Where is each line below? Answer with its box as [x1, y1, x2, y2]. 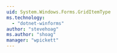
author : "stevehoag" [6, 26, 59, 32]
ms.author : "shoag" [6, 32, 56, 38]
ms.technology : [6, 15, 45, 21]
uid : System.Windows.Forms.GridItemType [6, 9, 111, 15]
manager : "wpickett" [6, 37, 59, 43]
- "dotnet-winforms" [12, 20, 64, 26]
